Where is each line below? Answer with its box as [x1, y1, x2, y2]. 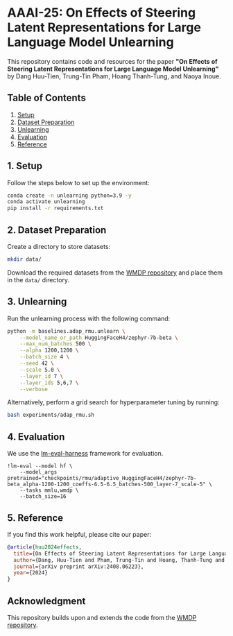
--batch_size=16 [19, 493, 67, 500]
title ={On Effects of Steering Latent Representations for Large [13, 550, 207, 557]
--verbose [19, 386, 49, 393]
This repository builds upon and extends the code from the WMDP [7, 614, 197, 621]
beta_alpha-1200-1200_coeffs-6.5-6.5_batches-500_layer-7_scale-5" [7, 481, 207, 488]
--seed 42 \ [19, 360, 54, 367]
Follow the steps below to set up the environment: [7, 178, 150, 187]
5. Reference [7, 512, 64, 524]
